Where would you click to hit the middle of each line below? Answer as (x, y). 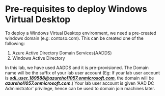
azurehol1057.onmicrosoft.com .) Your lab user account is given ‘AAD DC (80, 83)
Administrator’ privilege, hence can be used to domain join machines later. (80, 88)
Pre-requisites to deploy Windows (76, 9)
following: (15, 43)
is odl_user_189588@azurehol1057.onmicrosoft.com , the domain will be (80, 78)
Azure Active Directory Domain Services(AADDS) (62, 53)
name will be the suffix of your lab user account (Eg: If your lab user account (82, 72)
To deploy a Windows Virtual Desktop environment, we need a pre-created (81, 33)
